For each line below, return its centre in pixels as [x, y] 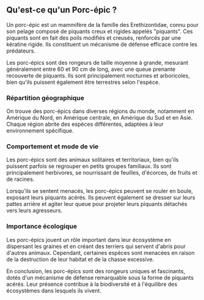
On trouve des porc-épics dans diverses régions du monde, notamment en [100, 111]
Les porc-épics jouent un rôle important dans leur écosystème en [89, 240]
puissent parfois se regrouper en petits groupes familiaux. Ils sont [89, 166]
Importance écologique [42, 227]
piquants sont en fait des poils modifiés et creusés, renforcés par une [94, 38]
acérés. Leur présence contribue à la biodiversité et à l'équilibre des [92, 284]
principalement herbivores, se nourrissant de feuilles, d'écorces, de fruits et [102, 173]
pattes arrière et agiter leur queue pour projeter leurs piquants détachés [97, 204]
